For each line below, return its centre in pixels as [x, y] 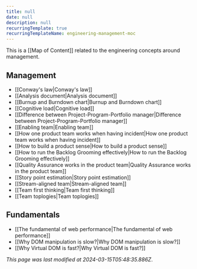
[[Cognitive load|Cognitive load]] [54, 108]
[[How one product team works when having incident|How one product [101, 133]
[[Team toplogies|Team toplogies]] [57, 196]
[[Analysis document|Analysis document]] [66, 96]
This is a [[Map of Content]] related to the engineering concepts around [93, 50]
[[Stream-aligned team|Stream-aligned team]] [70, 183]
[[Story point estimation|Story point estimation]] [73, 177]
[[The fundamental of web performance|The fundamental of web [93, 229]
